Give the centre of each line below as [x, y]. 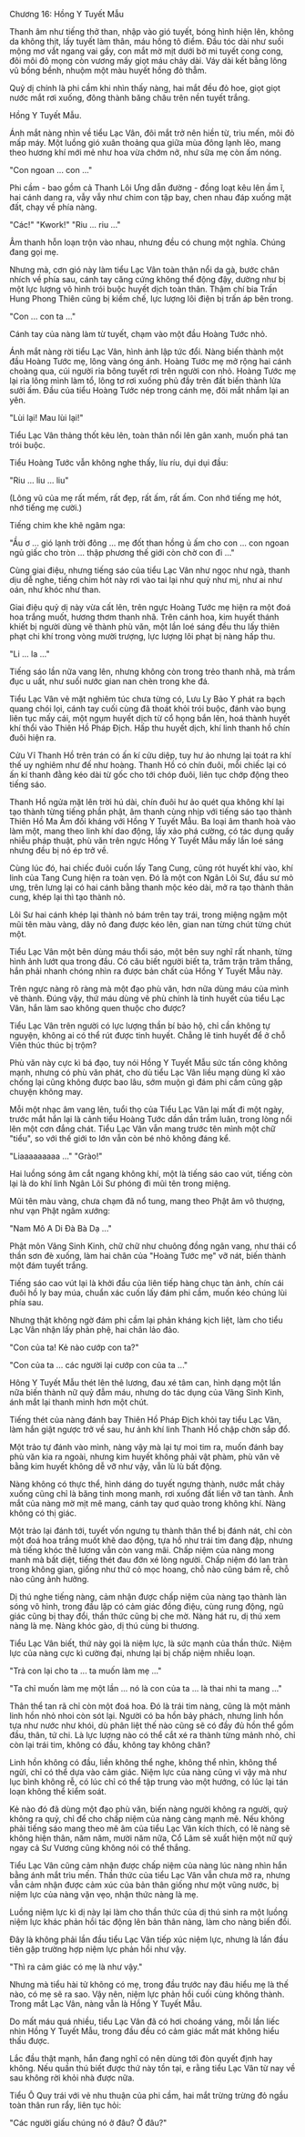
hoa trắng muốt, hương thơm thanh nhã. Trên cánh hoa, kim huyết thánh [144, 617]
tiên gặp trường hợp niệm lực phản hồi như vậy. [98, 1949]
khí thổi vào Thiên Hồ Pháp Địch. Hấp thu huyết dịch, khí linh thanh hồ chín [150, 728]
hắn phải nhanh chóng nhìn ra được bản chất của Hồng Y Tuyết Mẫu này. [147, 971]
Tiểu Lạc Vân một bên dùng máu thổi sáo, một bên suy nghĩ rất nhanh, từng [151, 951]
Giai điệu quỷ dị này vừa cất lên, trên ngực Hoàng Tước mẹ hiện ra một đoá [150, 607]
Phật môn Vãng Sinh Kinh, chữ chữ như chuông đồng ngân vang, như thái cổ [153, 1246]
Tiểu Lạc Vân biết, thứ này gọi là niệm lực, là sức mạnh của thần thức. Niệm [151, 1643]
